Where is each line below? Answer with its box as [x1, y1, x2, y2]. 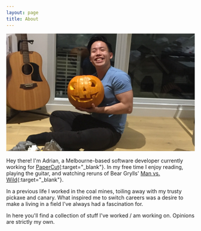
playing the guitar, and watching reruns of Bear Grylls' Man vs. [6, 170, 160, 177]
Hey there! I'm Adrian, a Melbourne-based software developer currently [6, 157, 184, 164]
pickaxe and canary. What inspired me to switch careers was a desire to [6, 194, 184, 201]
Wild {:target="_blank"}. [6, 176, 64, 183]
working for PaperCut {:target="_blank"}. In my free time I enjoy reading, [6, 163, 184, 170]
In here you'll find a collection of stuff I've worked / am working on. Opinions [6, 212, 195, 219]
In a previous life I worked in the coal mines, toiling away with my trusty [6, 187, 182, 195]
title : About [6, 16, 39, 22]
